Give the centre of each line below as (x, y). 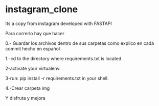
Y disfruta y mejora (26, 98)
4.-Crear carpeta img (28, 88)
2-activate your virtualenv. (33, 68)
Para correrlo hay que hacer (35, 33)
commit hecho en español (33, 48)
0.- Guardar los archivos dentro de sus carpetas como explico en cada (80, 43)
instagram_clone (42, 9)
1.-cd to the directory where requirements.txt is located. (64, 58)
